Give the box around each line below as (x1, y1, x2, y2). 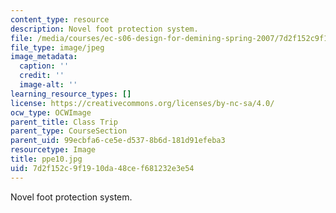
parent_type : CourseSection (10, 126, 128, 136)
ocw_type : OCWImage (10, 107, 92, 118)
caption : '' (19, 61, 70, 71)
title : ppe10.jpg (10, 154, 83, 164)
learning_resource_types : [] (10, 89, 132, 99)
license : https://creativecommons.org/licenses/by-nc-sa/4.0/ (10, 98, 275, 108)
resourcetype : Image (10, 145, 97, 155)
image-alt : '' (19, 80, 78, 90)
